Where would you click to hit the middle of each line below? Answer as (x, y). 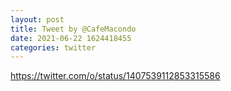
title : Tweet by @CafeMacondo (73, 29)
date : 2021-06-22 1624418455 (71, 38)
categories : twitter (53, 47)
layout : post (37, 19)
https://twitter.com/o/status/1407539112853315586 (115, 76)
